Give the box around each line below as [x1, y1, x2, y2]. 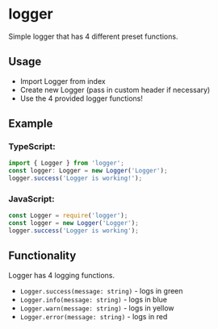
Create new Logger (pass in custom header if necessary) [19, 85, 211, 94]
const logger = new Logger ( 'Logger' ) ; [8, 219, 139, 227]
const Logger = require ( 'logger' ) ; [8, 211, 128, 220]
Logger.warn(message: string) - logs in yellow [19, 303, 174, 313]
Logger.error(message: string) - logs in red [19, 311, 168, 321]
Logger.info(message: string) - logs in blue [19, 294, 168, 304]
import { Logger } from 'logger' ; [8, 159, 125, 168]
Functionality [8, 249, 77, 263]
